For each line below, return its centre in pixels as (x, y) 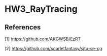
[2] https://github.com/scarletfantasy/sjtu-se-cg (53, 48)
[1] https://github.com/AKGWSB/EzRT (43, 39)
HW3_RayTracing (41, 9)
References (23, 27)
